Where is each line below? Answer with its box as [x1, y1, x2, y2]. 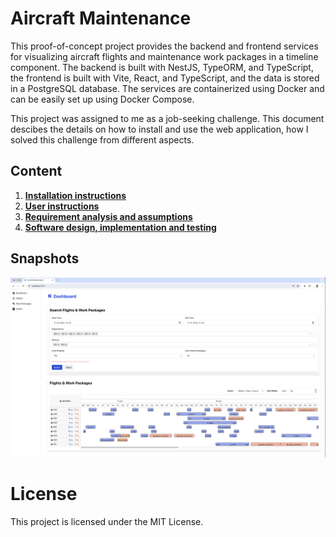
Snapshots [10, 250, 80, 267]
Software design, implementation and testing [24, 221, 217, 233]
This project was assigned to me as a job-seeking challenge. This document [10, 112, 325, 124]
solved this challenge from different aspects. [10, 133, 195, 146]
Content [10, 163, 63, 180]
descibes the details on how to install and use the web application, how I [10, 123, 309, 135]
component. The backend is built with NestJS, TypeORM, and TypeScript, [10, 61, 314, 73]
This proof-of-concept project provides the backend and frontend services [10, 40, 319, 52]
